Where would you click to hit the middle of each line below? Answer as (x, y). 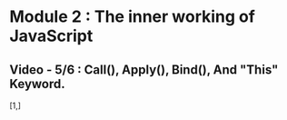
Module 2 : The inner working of (133, 17)
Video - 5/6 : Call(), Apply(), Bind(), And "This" (144, 70)
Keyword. (37, 84)
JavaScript (51, 36)
